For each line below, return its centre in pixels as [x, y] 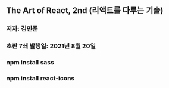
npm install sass [30, 63]
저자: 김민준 [22, 29]
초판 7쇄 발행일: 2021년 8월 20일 [51, 46]
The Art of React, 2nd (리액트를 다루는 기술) [85, 11]
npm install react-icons [40, 79]
